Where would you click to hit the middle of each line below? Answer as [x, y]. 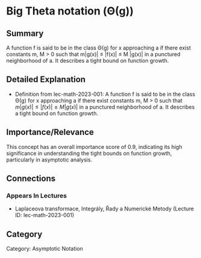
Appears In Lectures [37, 195]
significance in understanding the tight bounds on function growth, [89, 153]
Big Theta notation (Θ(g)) [70, 11]
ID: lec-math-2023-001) [45, 215]
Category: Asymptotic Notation [45, 249]
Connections [31, 179]
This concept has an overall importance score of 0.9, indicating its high [94, 146]
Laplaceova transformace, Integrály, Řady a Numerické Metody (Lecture [104, 209]
